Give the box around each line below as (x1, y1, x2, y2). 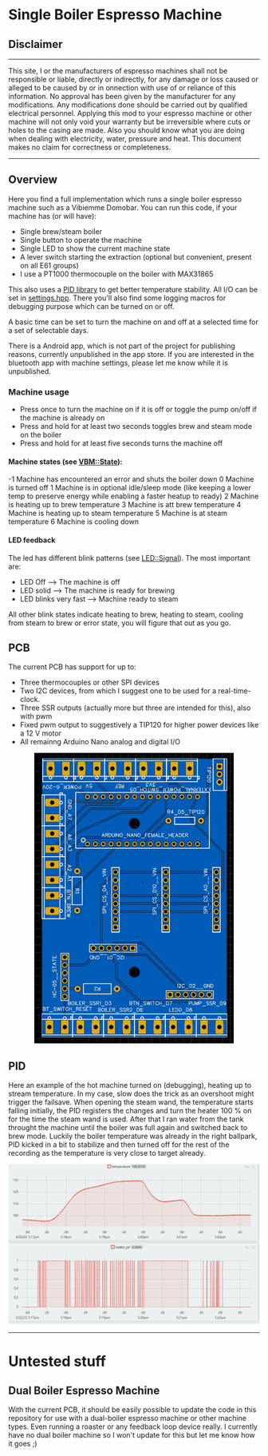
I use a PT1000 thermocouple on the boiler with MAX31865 (19, 269, 214, 279)
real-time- (218, 686, 251, 696)
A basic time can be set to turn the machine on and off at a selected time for (8, 317, 259, 327)
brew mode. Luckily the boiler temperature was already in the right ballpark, (8, 1131, 258, 1141)
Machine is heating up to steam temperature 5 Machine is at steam (8, 509, 228, 518)
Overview (8, 173, 58, 187)
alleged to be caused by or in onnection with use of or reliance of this (8, 83, 237, 93)
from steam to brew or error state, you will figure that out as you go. (8, 617, 231, 628)
